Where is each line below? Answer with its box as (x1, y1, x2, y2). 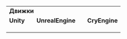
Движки (9, 7, 34, 15)
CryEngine (87, 17, 118, 24)
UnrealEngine (36, 17, 76, 24)
